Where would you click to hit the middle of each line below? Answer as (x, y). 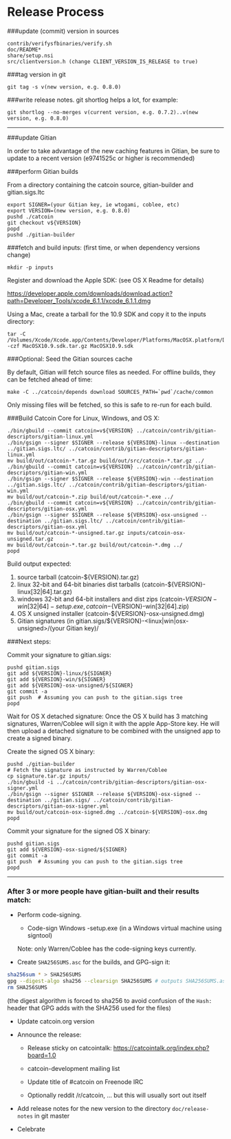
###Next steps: (29, 641)
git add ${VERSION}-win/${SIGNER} (57, 679)
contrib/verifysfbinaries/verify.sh (59, 43)
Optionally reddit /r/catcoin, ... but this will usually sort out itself (117, 1095)
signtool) (40, 936)
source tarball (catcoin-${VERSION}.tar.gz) (78, 577)
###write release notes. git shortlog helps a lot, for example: (93, 100)
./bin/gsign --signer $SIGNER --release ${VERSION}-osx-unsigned (102, 515)
